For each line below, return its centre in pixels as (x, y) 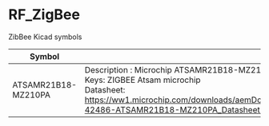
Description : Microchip (128, 69)
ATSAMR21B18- (45, 85)
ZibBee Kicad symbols (45, 37)
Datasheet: (105, 89)
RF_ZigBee (44, 15)
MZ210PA (31, 95)
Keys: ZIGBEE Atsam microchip (143, 80)
